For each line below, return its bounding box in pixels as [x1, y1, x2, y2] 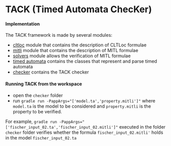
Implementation [5, 20, 40, 27]
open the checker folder [12, 92, 63, 98]
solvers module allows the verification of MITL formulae [12, 53, 131, 59]
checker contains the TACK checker [12, 69, 89, 75]
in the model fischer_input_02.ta [5, 134, 77, 141]
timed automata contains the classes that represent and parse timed [12, 58, 158, 64]
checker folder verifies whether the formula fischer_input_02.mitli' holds [5, 129, 163, 135]
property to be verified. [12, 108, 63, 114]
